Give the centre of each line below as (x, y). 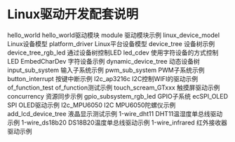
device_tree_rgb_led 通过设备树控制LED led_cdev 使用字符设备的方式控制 (113, 52)
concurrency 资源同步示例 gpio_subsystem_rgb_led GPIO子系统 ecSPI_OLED (118, 96)
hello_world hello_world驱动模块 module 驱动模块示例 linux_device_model (113, 35)
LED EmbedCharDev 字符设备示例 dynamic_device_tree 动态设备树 (103, 61)
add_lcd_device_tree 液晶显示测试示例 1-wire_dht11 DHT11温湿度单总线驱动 (115, 113)
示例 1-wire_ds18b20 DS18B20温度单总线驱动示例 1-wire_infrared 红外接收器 (117, 122)
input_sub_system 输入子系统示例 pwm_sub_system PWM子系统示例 (106, 70)
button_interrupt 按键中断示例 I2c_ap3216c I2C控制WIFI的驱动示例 (103, 78)
